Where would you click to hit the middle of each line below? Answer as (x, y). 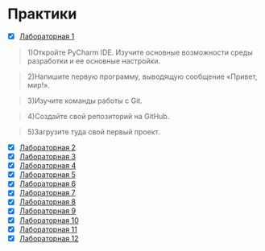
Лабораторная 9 (48, 211)
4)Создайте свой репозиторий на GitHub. (98, 116)
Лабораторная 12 (49, 238)
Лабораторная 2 (47, 147)
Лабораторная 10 (49, 220)
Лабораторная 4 (48, 166)
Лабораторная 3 (48, 157)
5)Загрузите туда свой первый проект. (93, 132)
